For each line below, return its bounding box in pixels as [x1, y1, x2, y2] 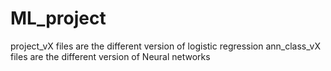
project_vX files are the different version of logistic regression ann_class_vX [10, 40, 321, 52]
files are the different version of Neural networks [10, 50, 211, 62]
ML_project [10, 7, 107, 30]
